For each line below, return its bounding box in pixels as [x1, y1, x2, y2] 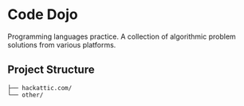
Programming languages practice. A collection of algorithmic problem [7, 32, 236, 41]
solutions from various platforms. [7, 40, 116, 49]
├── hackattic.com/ [7, 84, 73, 92]
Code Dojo [7, 6, 78, 24]
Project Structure [7, 63, 95, 77]
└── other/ [7, 91, 44, 99]
